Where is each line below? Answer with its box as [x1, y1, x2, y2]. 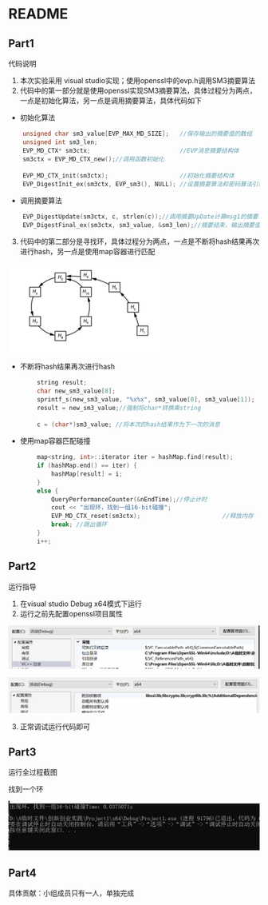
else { [37, 487, 59, 495]
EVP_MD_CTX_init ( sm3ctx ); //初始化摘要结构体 [22, 172, 235, 180]
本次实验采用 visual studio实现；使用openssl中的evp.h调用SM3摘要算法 [19, 76, 255, 85]
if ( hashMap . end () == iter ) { [37, 461, 137, 469]
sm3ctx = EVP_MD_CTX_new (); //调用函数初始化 [22, 155, 165, 163]
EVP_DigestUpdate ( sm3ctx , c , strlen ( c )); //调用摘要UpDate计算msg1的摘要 [22, 213, 258, 221]
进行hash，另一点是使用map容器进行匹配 [19, 246, 156, 256]
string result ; [37, 378, 88, 386]
